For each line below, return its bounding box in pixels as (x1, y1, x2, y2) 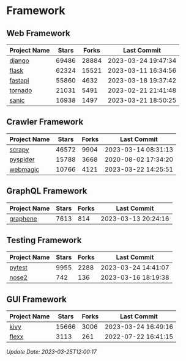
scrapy (9, 145, 29, 153)
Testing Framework (6, 235, 82, 246)
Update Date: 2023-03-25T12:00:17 (6, 348, 97, 356)
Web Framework (6, 28, 70, 38)
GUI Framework (6, 294, 67, 304)
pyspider (9, 155, 35, 164)
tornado (9, 86, 32, 95)
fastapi (9, 76, 29, 84)
